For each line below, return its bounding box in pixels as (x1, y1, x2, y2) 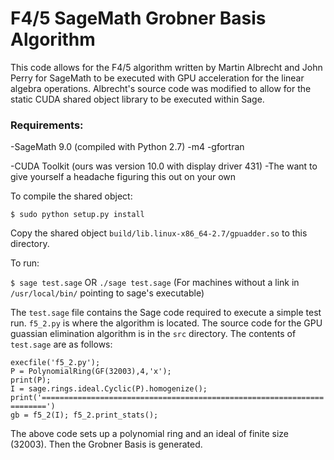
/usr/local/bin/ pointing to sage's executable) (10, 287, 205, 299)
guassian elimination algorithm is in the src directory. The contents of (10, 328, 297, 340)
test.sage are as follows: (10, 338, 113, 351)
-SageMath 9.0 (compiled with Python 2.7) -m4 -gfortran (10, 141, 245, 153)
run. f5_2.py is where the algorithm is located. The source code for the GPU (10, 317, 323, 329)
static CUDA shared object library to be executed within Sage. (10, 93, 265, 105)
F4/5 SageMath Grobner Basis (10, 7, 267, 30)
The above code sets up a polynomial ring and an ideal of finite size (10, 428, 289, 440)
